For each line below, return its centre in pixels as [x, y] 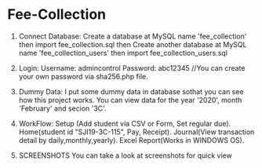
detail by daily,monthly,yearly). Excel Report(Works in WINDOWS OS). [131, 140]
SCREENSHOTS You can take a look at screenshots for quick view [125, 155]
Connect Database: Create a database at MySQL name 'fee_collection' [133, 36]
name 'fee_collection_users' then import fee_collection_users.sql [123, 53]
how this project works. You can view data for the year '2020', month [130, 100]
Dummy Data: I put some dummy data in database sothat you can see [131, 91]
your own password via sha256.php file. [83, 76]
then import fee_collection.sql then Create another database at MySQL [133, 44]
